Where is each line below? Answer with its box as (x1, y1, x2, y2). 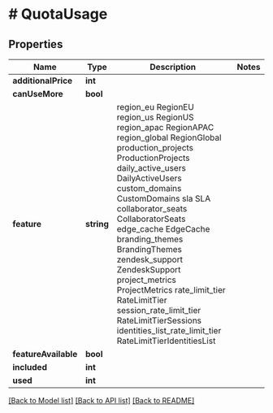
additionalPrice (12, 75, 73, 86)
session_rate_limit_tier (116, 305, 201, 315)
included (12, 362, 47, 372)
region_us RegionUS (116, 111, 194, 123)
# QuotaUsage (8, 5, 108, 24)
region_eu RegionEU (116, 102, 195, 112)
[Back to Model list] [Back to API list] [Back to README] (8, 396, 195, 405)
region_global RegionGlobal (116, 132, 222, 143)
